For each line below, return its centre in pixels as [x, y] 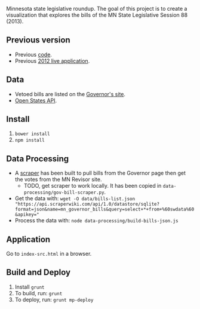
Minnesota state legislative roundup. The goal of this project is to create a [97, 9]
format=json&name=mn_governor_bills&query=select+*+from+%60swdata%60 [104, 209]
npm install [30, 140]
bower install [32, 134]
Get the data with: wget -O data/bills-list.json [75, 198]
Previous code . [33, 54]
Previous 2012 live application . [52, 61]
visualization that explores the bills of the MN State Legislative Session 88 [97, 15]
